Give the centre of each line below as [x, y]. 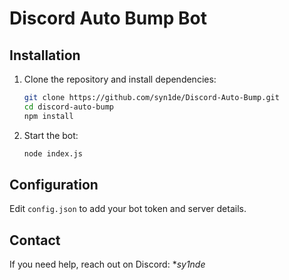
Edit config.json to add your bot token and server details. [128, 209]
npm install [48, 116]
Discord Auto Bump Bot [108, 18]
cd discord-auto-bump [68, 107]
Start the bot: [51, 135]
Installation [45, 55]
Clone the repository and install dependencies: [120, 79]
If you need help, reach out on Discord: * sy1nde [107, 264]
